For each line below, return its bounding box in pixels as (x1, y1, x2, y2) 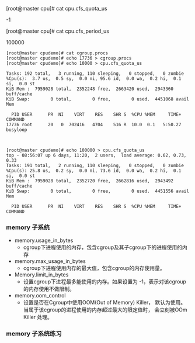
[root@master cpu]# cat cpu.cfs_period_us (6, 27, 110, 34)
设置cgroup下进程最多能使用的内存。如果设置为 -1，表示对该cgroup (23, 278, 187, 285)
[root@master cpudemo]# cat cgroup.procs (6, 50, 109, 56)
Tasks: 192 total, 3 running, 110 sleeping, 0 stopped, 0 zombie (6, 71, 184, 77)
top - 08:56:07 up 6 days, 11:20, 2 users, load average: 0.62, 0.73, (6, 153, 187, 158)
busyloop (6, 127, 27, 133)
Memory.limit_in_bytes (14, 271, 69, 278)
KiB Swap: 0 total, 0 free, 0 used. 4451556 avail (6, 188, 190, 194)
